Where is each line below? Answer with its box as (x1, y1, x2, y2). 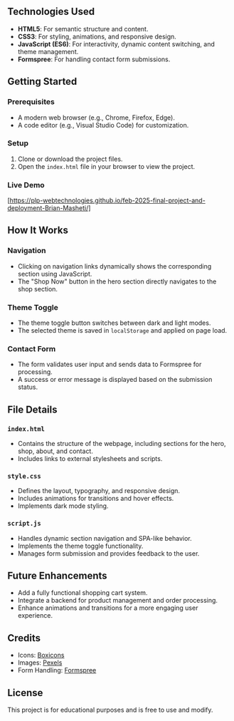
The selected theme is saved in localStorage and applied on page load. (17, 326, 228, 335)
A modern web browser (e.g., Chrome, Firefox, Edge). (17, 113, 176, 122)
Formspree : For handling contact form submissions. (17, 55, 171, 63)
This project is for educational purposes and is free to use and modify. (7, 705, 213, 715)
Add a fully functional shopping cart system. (17, 588, 148, 597)
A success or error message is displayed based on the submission (17, 375, 213, 384)
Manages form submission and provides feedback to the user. (17, 549, 200, 558)
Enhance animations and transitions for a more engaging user (17, 603, 198, 612)
